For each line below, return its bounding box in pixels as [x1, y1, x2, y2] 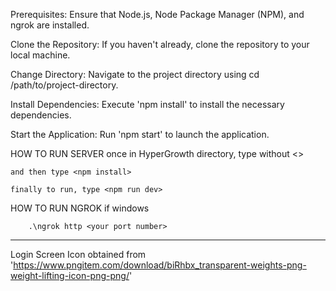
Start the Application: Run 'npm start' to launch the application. [10, 129, 270, 140]
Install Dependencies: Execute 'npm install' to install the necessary [10, 99, 285, 110]
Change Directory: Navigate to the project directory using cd [10, 69, 260, 80]
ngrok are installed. [10, 19, 90, 31]
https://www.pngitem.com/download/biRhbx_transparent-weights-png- [13, 259, 307, 271]
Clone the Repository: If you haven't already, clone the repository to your [10, 39, 310, 50]
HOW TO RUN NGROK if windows [10, 202, 150, 214]
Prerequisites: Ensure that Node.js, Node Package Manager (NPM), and [10, 9, 305, 20]
